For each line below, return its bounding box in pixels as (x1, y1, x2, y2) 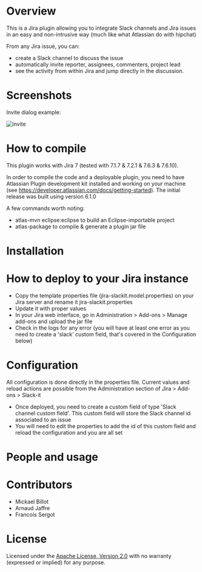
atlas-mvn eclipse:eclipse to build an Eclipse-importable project (15, 216, 175, 223)
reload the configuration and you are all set (15, 429, 123, 436)
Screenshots (6, 89, 72, 103)
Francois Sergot (15, 511, 55, 518)
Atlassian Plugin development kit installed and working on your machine (6, 180, 186, 187)
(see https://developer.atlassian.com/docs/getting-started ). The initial (6, 186, 181, 194)
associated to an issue (15, 416, 72, 423)
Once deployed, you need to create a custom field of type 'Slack (15, 403, 177, 410)
